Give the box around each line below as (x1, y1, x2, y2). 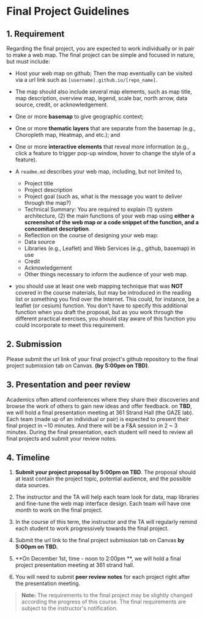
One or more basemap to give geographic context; (15, 113, 144, 120)
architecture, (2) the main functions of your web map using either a (24, 212, 195, 219)
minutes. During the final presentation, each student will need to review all (6, 428, 193, 435)
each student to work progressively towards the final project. (15, 524, 170, 532)
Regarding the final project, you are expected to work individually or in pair (6, 45, 195, 52)
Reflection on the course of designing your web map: (24, 232, 159, 239)
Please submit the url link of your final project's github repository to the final (6, 355, 198, 362)
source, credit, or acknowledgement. (15, 101, 108, 108)
